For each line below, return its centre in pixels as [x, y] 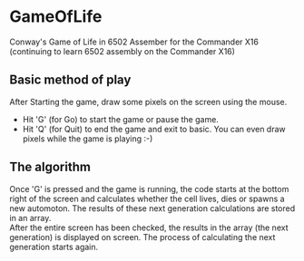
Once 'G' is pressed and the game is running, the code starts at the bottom [149, 188]
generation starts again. [54, 246]
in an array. [30, 217]
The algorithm [50, 167]
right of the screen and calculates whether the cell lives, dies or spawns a [147, 198]
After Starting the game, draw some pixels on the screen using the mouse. [148, 101]
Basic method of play [70, 80]
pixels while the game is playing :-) [88, 139]
